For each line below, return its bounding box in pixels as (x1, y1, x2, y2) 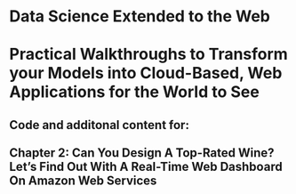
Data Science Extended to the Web (9, 6, 271, 27)
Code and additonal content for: (9, 117, 189, 133)
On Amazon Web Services (9, 173, 157, 188)
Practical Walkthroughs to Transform (9, 44, 289, 64)
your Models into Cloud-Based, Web (9, 63, 283, 84)
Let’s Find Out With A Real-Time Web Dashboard (9, 158, 283, 174)
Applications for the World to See (9, 82, 260, 102)
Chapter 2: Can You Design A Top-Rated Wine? (9, 145, 275, 160)
